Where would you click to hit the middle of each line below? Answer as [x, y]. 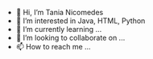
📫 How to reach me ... [53, 47]
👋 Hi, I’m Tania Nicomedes [60, 12]
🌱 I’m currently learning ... [59, 29]
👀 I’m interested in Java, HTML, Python [81, 21]
